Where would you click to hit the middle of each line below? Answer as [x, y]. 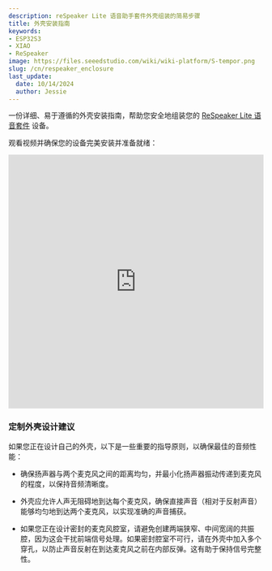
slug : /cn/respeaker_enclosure [61, 69]
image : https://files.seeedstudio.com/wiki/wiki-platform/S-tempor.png [132, 62]
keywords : [25, 31]
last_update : [30, 76]
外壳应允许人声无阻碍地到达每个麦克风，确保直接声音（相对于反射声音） [140, 501]
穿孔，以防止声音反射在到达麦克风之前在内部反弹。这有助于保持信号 [134, 548]
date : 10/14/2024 [45, 84]
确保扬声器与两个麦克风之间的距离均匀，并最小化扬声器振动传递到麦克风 [140, 474]
